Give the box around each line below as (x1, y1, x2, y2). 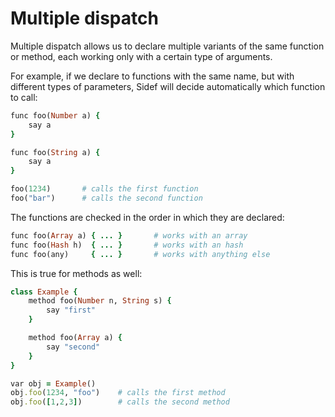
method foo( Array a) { (28, 333, 123, 343)
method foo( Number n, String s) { (28, 296, 172, 306)
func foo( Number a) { (10, 110, 101, 121)
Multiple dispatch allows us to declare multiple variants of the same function (10, 40, 325, 52)
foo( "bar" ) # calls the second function (10, 193, 203, 204)
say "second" (46, 342, 101, 352)
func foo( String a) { (10, 147, 101, 157)
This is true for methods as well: (10, 267, 143, 279)
